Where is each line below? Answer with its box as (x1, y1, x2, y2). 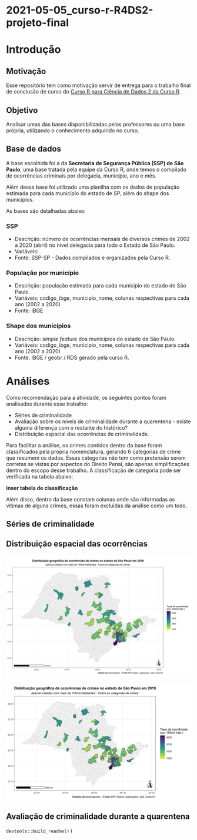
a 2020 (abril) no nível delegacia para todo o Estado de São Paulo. (14, 242, 175, 249)
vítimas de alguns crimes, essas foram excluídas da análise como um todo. (6, 502, 188, 509)
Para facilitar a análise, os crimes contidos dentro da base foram (6, 441, 162, 449)
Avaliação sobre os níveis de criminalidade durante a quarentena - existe (14, 418, 191, 425)
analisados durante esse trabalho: (6, 400, 88, 407)
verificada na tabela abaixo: (6, 473, 74, 480)
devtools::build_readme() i (6, 827, 72, 834)
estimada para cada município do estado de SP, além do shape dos (6, 189, 169, 197)
